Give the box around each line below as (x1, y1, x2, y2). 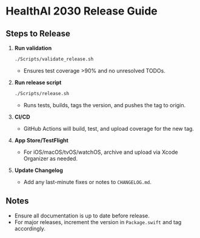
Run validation (14, 44, 52, 51)
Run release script (14, 79, 62, 86)
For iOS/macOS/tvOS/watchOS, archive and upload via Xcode (23, 148, 178, 156)
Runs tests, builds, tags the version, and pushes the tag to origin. (23, 101, 186, 108)
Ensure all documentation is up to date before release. (14, 212, 150, 219)
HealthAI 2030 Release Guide (5, 4, 158, 18)
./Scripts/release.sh (14, 90, 69, 96)
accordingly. (14, 225, 46, 232)
